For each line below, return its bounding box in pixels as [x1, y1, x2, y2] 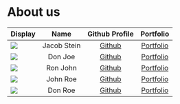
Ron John [45, 63, 77, 72]
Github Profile [87, 29, 134, 39]
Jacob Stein [42, 41, 81, 50]
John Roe [45, 74, 77, 83]
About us [7, 4, 60, 20]
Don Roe [47, 85, 76, 95]
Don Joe [47, 52, 76, 61]
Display [10, 29, 36, 39]
